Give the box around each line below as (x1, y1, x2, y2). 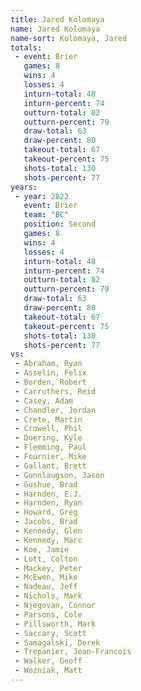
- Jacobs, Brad (14, 517, 78, 527)
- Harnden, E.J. (14, 489, 83, 499)
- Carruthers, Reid (14, 386, 97, 396)
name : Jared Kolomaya (10, 24, 101, 34)
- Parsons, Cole (14, 609, 83, 620)
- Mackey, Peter (14, 563, 83, 573)
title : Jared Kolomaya (10, 14, 105, 25)
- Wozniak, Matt (14, 666, 83, 676)
